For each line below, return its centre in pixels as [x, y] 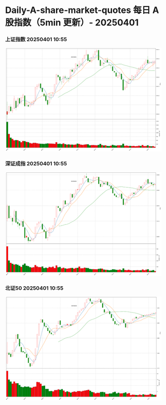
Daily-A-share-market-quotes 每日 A [82, 10]
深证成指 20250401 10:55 [36, 163]
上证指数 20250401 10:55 [36, 39]
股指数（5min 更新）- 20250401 [72, 23]
